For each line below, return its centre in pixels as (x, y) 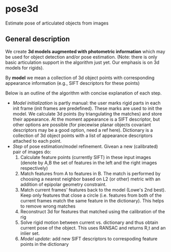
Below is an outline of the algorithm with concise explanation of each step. (83, 93)
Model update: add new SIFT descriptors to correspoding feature (89, 239)
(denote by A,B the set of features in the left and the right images (89, 163)
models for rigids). (25, 67)
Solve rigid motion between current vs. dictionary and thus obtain (89, 222)
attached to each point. (37, 141)
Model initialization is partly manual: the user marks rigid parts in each (87, 103)
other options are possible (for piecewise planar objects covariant (82, 124)
